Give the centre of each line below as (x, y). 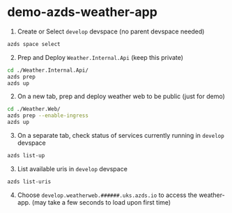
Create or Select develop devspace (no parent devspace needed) (111, 31)
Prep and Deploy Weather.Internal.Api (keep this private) (100, 57)
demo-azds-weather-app (83, 12)
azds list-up (26, 156)
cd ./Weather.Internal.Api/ (48, 70)
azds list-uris (29, 182)
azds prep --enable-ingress (48, 116)
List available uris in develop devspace (72, 168)
